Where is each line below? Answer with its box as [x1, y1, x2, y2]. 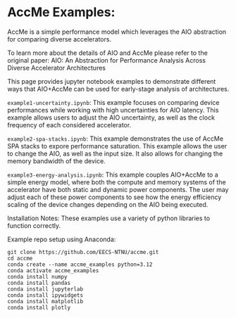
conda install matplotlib [7, 298, 83, 305]
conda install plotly [7, 304, 71, 311]
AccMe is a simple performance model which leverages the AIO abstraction [7, 27, 227, 36]
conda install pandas [7, 279, 71, 286]
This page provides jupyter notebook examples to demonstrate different [7, 77, 216, 85]
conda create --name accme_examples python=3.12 [7, 261, 153, 268]
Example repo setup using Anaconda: [7, 235, 116, 243]
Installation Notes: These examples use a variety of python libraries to [7, 214, 210, 222]
